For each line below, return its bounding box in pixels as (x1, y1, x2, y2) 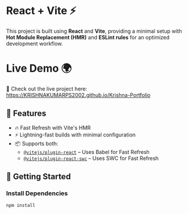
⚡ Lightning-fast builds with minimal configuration (14, 131, 136, 138)
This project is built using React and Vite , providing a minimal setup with (6, 27, 183, 35)
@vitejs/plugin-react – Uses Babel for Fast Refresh (23, 148, 150, 155)
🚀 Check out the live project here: (6, 85, 87, 92)
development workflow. (6, 40, 63, 47)
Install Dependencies (6, 189, 68, 197)
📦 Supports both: (14, 140, 59, 147)
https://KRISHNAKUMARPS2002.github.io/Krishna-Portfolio (6, 91, 151, 98)
